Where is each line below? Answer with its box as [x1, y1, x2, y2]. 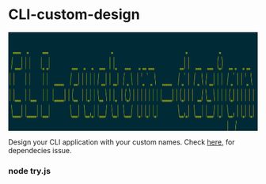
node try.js [8, 165, 51, 176]
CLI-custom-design [8, 6, 140, 24]
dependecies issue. [8, 145, 72, 155]
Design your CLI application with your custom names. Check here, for [8, 137, 235, 147]
